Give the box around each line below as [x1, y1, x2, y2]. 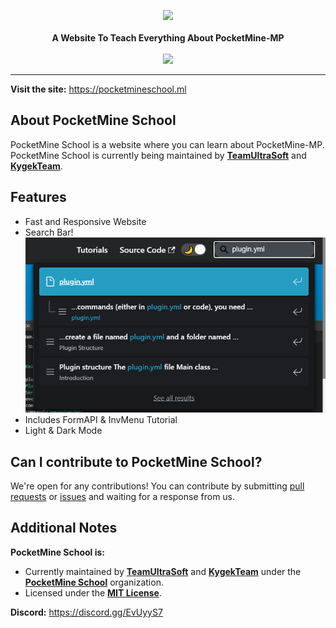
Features [10, 189, 67, 206]
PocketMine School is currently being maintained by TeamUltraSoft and [10, 149, 307, 161]
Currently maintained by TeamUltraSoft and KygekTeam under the [24, 565, 302, 577]
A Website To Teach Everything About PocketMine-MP [51, 32, 285, 44]
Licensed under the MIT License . [24, 586, 162, 599]
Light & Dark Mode [24, 425, 103, 437]
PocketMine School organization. [24, 576, 164, 588]
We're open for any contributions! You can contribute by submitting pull [10, 480, 305, 492]
